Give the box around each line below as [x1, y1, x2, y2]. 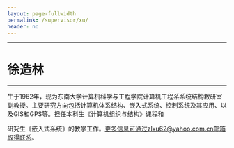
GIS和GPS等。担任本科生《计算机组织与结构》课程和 [13, 110, 164, 118]
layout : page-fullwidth [7, 10, 77, 17]
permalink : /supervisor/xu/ [7, 17, 89, 24]
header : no [7, 23, 39, 30]
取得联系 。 [7, 133, 38, 142]
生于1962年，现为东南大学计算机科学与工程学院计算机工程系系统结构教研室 [7, 92, 223, 101]
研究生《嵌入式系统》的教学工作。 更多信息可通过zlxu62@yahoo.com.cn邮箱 [7, 124, 226, 133]
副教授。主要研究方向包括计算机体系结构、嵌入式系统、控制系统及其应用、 [7, 101, 221, 110]
